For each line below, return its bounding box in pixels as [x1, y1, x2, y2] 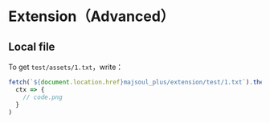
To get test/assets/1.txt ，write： [8, 62, 124, 72]
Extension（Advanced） [8, 7, 175, 26]
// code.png [22, 93, 63, 101]
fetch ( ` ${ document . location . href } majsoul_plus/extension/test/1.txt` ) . [8, 78, 253, 86]
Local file [8, 39, 55, 53]
